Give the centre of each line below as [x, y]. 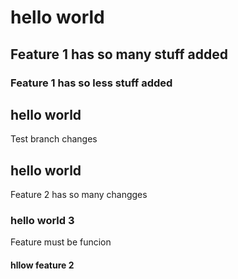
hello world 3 [42, 221]
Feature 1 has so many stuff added [119, 54]
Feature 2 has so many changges [79, 195]
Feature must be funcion [61, 242]
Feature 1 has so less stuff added [91, 83]
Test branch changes [54, 139]
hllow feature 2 [42, 265]
